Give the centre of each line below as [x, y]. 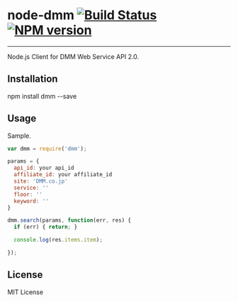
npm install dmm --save [42, 96]
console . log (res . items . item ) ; [58, 240]
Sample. [19, 136]
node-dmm [41, 15]
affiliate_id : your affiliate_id [63, 175]
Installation [33, 79]
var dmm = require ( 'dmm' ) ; [47, 149]
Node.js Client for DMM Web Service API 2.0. [73, 56]
